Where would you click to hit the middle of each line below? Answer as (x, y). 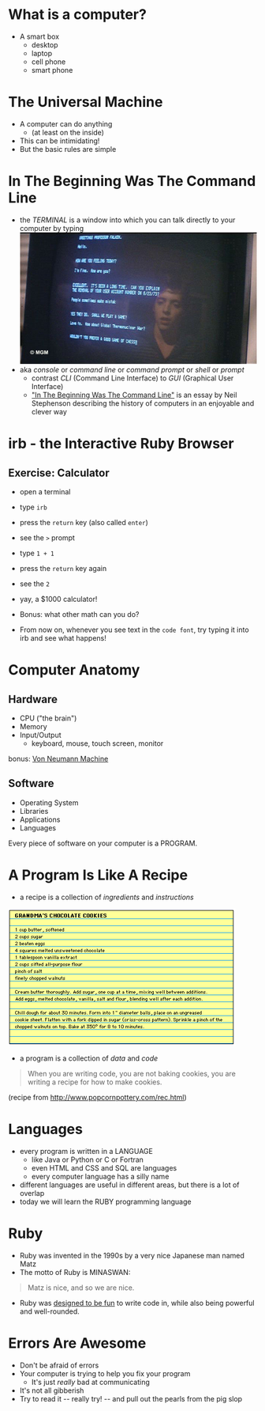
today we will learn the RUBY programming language (105, 1201)
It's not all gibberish (52, 1390)
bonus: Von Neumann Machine (58, 759)
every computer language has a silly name (100, 1176)
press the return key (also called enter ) (84, 523)
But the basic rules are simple (68, 149)
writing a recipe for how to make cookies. (95, 1082)
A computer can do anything (66, 123)
